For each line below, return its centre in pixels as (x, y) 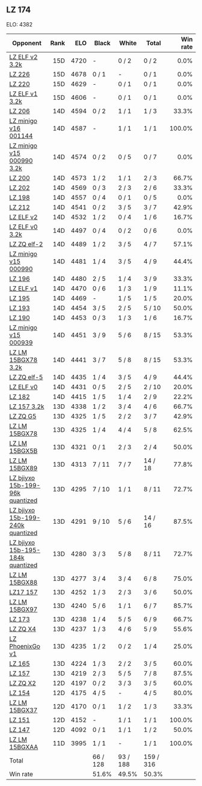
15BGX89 (23, 468)
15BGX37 (23, 710)
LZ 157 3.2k (27, 407)
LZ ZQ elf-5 (26, 377)
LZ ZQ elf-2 (26, 244)
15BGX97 (23, 609)
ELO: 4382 (20, 24)
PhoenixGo (25, 646)
